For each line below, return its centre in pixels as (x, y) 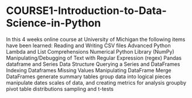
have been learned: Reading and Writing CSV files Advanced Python (88, 45)
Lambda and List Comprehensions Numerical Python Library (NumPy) (90, 51)
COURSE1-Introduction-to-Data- (86, 11)
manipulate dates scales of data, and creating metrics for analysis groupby (96, 82)
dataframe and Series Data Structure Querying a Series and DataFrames (93, 64)
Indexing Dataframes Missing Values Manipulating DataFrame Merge (89, 70)
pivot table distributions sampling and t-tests (60, 89)
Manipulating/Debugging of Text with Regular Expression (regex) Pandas (94, 58)
